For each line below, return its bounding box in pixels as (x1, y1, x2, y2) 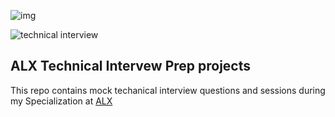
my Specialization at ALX (10, 95, 113, 107)
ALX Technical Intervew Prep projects (10, 58, 252, 75)
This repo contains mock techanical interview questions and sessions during (10, 84, 326, 96)
